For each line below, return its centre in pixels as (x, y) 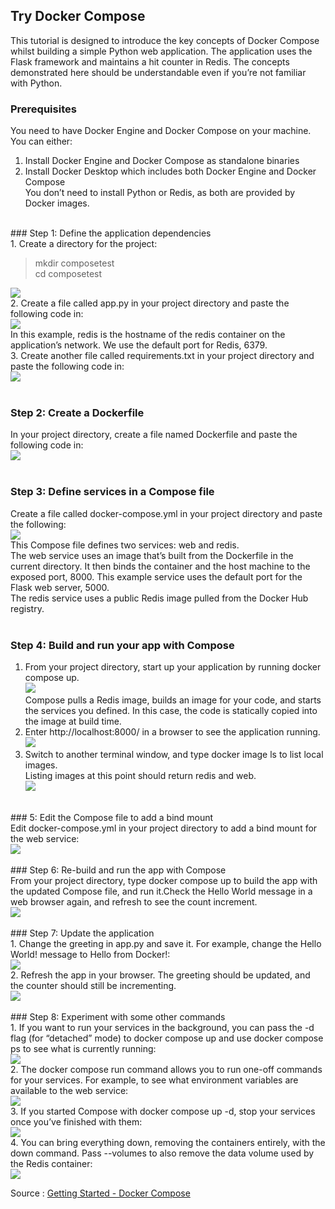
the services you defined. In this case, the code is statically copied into (171, 710)
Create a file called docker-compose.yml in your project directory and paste (166, 513)
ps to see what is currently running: (83, 1048)
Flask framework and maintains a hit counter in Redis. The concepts (150, 61)
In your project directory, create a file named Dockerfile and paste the (154, 435)
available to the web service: (69, 1090)
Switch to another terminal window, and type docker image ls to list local (174, 754)
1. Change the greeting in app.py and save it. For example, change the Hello (166, 943)
